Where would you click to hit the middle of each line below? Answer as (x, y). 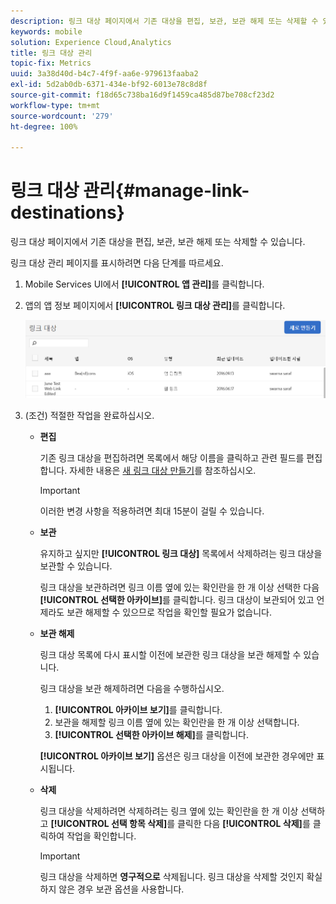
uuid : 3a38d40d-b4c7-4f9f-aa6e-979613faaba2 (104, 74)
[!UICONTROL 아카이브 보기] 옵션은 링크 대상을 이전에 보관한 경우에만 (177, 756)
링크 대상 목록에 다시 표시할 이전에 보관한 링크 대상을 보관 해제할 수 (170, 654)
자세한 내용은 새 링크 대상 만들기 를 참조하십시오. (163, 470)
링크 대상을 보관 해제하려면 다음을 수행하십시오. (132, 688)
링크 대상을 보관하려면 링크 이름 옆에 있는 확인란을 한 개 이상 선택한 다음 (179, 587)
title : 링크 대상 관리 (51, 53)
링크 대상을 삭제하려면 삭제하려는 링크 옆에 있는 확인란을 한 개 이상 (169, 811)
